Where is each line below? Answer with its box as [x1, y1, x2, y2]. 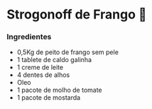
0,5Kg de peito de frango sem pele [16, 48, 119, 56]
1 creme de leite [16, 63, 64, 72]
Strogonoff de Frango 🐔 [6, 6, 147, 23]
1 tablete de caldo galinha [16, 56, 92, 64]
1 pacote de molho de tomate [16, 85, 102, 95]
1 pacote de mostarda [16, 93, 81, 102]
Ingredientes [6, 32, 52, 42]
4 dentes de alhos [16, 71, 70, 79]
